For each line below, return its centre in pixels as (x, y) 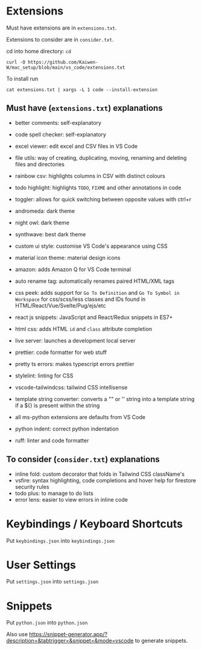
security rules (32, 487)
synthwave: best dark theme (50, 234)
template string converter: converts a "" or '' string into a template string (105, 399)
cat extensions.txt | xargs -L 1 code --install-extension (82, 90)
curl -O (16, 62)
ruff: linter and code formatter (52, 440)
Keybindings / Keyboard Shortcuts (94, 524)
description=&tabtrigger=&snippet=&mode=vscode (70, 641)
